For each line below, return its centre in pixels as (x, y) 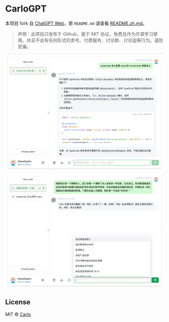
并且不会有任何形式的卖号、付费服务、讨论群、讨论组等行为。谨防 (95, 40)
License (18, 302)
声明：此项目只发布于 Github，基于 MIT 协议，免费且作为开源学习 (85, 34)
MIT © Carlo (18, 314)
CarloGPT (26, 9)
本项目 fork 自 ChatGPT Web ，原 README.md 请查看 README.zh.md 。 (76, 23)
